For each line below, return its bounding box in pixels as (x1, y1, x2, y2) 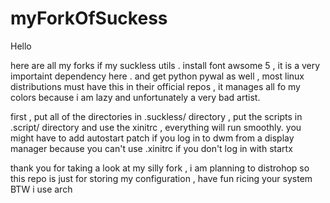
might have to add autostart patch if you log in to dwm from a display (10, 132, 295, 144)
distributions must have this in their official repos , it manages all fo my (10, 80, 301, 92)
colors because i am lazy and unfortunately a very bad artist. (10, 91, 261, 103)
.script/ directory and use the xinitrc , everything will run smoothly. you (10, 121, 302, 133)
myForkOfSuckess (10, 7, 168, 30)
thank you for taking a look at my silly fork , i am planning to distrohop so (10, 162, 310, 174)
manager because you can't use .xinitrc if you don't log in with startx (10, 142, 293, 154)
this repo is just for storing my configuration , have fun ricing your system (10, 172, 313, 184)
